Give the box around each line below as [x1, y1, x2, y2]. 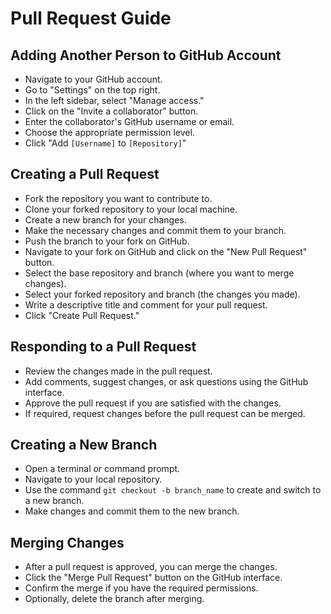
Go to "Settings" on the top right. [24, 84, 161, 96]
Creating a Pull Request [10, 166, 160, 183]
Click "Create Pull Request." [24, 309, 140, 321]
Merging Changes [10, 534, 125, 551]
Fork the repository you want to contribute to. [24, 192, 213, 204]
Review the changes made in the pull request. [24, 365, 213, 377]
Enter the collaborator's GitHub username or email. [24, 116, 235, 127]
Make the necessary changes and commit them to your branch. [24, 224, 287, 236]
